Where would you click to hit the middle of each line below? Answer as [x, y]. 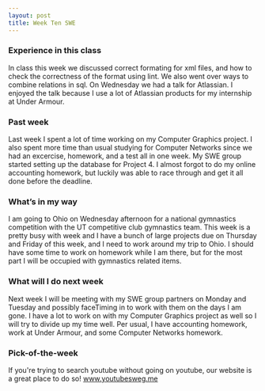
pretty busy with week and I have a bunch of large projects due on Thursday [132, 236]
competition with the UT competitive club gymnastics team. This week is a [129, 227]
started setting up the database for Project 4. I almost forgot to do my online [132, 165]
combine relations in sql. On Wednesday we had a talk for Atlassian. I [121, 85]
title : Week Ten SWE [42, 23]
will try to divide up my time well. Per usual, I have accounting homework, [128, 324]
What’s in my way [43, 202]
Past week [28, 122]
